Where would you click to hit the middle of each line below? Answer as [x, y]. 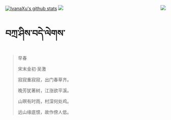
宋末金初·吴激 [32, 69]
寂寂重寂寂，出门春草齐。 [45, 79]
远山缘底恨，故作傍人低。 [45, 112]
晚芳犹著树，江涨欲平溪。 [45, 90]
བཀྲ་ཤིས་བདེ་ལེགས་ [35, 34]
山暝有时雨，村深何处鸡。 [45, 101]
